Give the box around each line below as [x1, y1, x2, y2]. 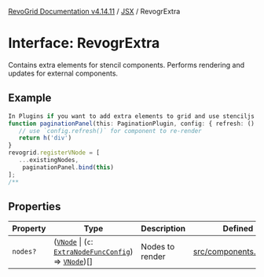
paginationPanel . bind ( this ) [22, 163, 114, 172]
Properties [8, 200, 61, 213]
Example [8, 91, 52, 105]
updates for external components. [8, 68, 119, 78]
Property [12, 223, 46, 235]
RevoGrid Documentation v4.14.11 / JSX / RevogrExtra [8, 7, 181, 16]
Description [141, 223, 186, 235]
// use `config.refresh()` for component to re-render [18, 127, 202, 135]
